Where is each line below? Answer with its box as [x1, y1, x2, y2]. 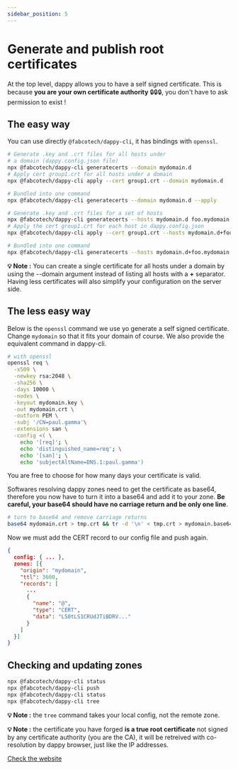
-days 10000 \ [13, 386, 55, 393]
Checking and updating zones [7, 659, 143, 671]
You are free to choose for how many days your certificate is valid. [7, 471, 202, 480]
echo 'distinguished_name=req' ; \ [20, 445, 122, 452]
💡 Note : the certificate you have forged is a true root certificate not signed [7, 725, 228, 733]
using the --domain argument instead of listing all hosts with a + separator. [7, 269, 225, 278]
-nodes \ [13, 392, 40, 400]
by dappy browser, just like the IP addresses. [38, 740, 169, 749]
